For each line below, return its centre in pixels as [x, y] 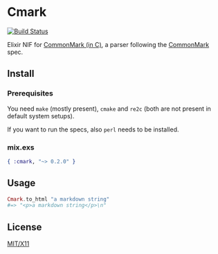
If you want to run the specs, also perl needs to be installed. [93, 129]
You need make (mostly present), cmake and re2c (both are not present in [109, 109]
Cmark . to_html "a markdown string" [58, 199]
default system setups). [41, 116]
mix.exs [21, 147]
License [25, 227]
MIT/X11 [18, 244]
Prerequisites [30, 93]
